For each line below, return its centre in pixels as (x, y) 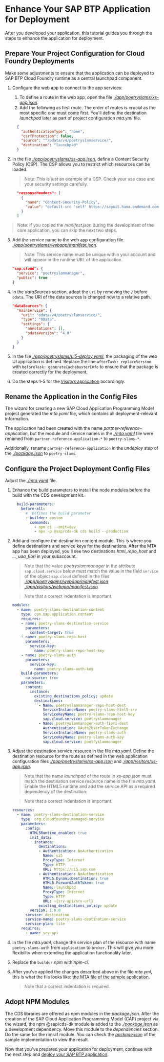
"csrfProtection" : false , (48, 136)
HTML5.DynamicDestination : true (76, 878)
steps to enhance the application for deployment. (54, 38)
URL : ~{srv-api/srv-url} (68, 901)
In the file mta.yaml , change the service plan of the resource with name (84, 942)
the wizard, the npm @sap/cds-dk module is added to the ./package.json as (82, 1024)
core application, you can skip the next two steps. (67, 231)
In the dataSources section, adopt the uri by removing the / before (80, 292)
